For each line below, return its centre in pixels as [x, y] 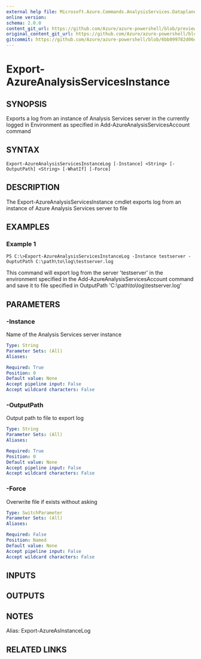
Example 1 [21, 244]
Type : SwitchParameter [34, 513]
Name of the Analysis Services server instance [64, 334]
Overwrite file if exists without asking [52, 501]
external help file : [32, 12]
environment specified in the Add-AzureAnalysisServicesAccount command [100, 279]
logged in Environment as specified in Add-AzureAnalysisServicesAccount [98, 125]
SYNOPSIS [27, 104]
